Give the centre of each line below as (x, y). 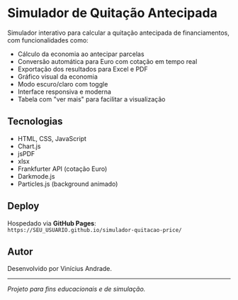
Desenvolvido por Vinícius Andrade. (59, 269)
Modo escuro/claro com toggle (63, 84)
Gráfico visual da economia (57, 77)
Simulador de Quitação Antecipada (112, 13)
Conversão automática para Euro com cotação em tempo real (107, 61)
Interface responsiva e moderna (64, 91)
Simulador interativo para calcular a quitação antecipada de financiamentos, (119, 33)
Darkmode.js (36, 176)
